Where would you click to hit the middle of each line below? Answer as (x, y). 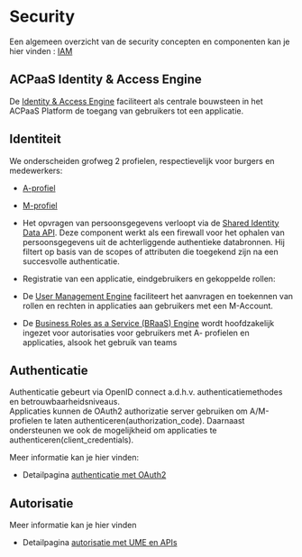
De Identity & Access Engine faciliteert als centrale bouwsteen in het (136, 101)
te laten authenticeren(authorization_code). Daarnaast (145, 421)
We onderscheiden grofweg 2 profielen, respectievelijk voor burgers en (142, 160)
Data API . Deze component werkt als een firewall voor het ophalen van (154, 233)
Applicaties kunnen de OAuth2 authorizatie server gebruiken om (128, 411)
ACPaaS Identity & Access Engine (106, 80)
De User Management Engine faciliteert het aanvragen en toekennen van (158, 296)
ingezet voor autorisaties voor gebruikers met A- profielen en (136, 333)
